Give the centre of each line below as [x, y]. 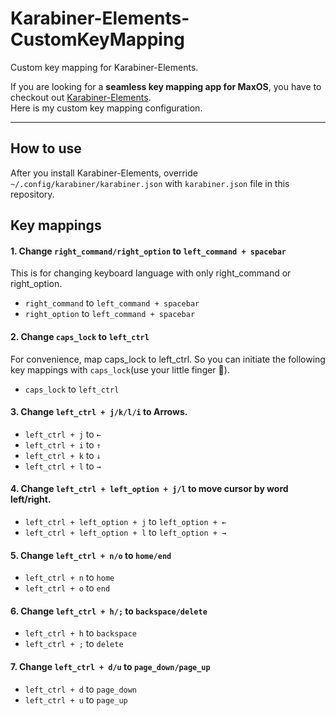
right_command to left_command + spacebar [112, 303]
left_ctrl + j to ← [63, 434]
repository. [32, 194]
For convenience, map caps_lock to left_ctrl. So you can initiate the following [168, 359]
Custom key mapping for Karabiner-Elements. [104, 67]
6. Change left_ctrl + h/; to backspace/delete [109, 611]
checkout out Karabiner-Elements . [81, 97]
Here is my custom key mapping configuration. [106, 108]
